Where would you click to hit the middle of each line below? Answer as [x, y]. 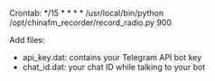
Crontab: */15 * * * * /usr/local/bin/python [87, 13]
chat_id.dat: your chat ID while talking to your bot [114, 67]
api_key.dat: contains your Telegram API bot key [112, 57]
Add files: [27, 40]
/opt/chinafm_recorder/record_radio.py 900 [90, 22]
